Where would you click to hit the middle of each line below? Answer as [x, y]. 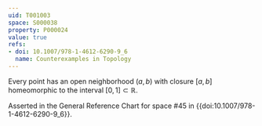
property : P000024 [38, 30]
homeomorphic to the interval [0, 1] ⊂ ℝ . [73, 90]
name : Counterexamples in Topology [73, 59]
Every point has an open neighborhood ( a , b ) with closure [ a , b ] [110, 81]
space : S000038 [33, 23]
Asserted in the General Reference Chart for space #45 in [101, 106]
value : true [27, 37]
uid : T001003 [29, 15]
